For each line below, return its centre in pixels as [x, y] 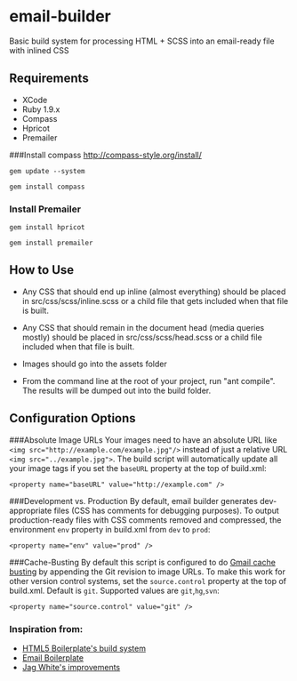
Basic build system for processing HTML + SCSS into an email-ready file [142, 41]
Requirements [49, 79]
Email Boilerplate [53, 657]
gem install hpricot [48, 228]
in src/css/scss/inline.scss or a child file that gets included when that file [155, 300]
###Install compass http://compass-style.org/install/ [105, 155]
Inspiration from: [46, 629]
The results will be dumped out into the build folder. [116, 390]
